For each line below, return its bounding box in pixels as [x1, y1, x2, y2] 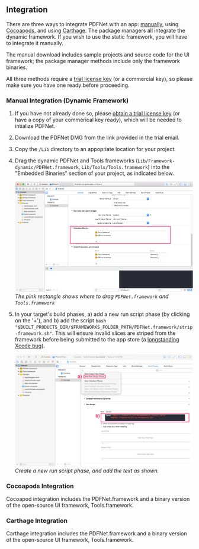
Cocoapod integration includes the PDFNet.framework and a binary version [6, 495, 190, 503]
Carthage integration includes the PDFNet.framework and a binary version [6, 530, 188, 537]
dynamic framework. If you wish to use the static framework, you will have [6, 33, 188, 40]
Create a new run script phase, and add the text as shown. [14, 467, 159, 474]
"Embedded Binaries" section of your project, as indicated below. [14, 170, 174, 177]
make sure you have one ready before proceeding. [6, 81, 130, 89]
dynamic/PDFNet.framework [14, 165, 79, 171]
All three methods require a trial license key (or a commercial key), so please [6, 75, 193, 82]
